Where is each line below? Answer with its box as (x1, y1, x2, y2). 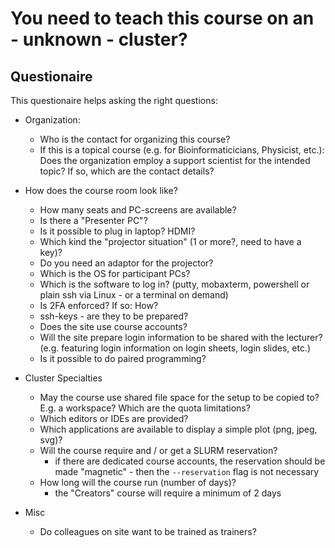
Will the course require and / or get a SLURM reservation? (39, 445, 278, 456)
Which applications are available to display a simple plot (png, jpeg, (39, 423, 318, 435)
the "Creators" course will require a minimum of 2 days (54, 487, 282, 499)
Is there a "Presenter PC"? (39, 215, 148, 226)
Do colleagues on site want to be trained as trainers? (39, 526, 257, 537)
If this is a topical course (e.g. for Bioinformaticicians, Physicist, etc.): (39, 144, 325, 156)
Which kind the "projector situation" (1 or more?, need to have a (39, 236, 302, 247)
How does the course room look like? (24, 185, 178, 196)
